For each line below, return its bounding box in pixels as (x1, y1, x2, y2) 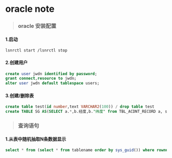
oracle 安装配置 (17, 23, 56, 30)
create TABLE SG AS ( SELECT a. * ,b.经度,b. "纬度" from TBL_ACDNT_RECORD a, (5, 109, 163, 114)
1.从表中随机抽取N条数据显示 (5, 136, 67, 142)
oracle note (5, 3, 55, 15)
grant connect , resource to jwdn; (5, 76, 77, 81)
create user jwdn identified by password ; (5, 71, 97, 76)
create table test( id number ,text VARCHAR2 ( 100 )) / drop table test (5, 104, 155, 110)
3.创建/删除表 (5, 92, 34, 98)
